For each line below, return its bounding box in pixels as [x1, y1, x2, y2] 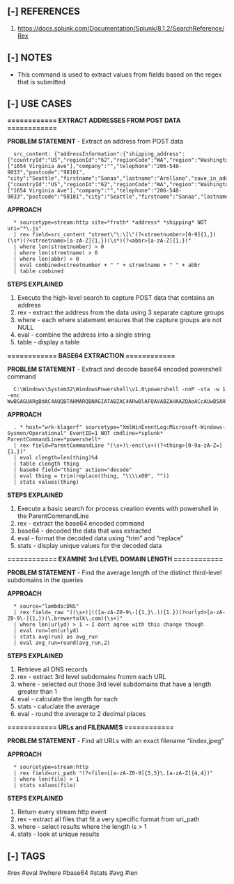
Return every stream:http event [17, 808, 107, 816]
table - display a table [17, 338, 80, 346]
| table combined [13, 268, 64, 275]
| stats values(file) [13, 782, 77, 789]
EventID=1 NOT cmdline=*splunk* [69, 430, 164, 437]
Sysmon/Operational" [7, 430, 68, 437]
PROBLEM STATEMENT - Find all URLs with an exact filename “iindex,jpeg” [7, 737, 224, 745]
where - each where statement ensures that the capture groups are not [17, 316, 222, 324]
